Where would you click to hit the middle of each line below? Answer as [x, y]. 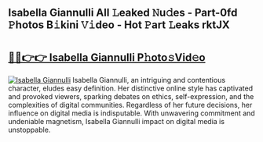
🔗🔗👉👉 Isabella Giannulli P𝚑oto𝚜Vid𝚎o [107, 57]
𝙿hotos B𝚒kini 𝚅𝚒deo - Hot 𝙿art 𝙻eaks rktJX [119, 25]
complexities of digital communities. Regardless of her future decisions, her [130, 105]
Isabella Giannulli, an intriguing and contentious [149, 80]
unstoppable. [29, 130]
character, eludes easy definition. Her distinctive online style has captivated [131, 88]
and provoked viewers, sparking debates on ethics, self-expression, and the [131, 96]
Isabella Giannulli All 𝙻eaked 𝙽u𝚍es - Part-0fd [123, 13]
